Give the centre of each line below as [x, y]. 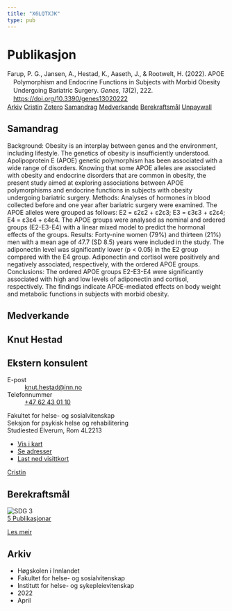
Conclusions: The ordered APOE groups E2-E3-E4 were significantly [105, 271]
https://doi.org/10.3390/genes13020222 [71, 99]
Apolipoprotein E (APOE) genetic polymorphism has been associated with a [115, 160]
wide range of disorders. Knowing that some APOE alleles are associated [111, 167]
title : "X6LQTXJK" [34, 14]
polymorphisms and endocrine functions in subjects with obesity [100, 190]
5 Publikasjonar [29, 519]
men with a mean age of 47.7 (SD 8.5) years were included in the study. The [116, 242]
